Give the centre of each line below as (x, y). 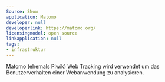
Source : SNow (22, 11)
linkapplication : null (34, 39)
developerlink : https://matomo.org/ (51, 28)
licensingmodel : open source (42, 33)
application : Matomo (32, 17)
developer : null (26, 22)
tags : (13, 45)
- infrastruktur (26, 50)
